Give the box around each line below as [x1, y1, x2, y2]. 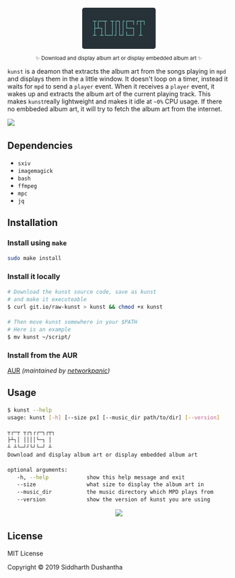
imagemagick [17, 167, 53, 174]
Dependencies [7, 140, 73, 152]
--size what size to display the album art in [16, 481, 204, 488]
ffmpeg [17, 182, 38, 190]
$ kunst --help [7, 407, 52, 414]
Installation [7, 217, 58, 229]
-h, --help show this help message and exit [16, 474, 185, 481]
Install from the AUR [7, 350, 78, 360]
